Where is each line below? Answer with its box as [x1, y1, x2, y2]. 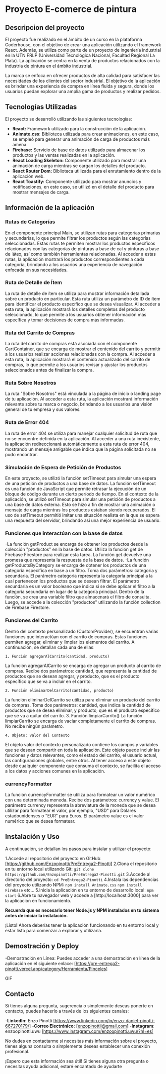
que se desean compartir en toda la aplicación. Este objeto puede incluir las [5, 747, 160, 753]
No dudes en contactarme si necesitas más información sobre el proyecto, [5, 1038, 158, 1044]
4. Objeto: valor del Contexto [5, 733, 70, 738]
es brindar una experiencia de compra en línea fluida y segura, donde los [5, 83, 155, 89]
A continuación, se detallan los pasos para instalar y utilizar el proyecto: [5, 846, 152, 852]
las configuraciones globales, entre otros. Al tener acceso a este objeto [5, 757, 151, 763]
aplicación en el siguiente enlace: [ [5, 960, 76, 966]
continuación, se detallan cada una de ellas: [5, 644, 95, 650]
